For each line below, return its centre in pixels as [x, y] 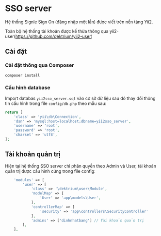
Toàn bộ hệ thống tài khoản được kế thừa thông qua [57, 31]
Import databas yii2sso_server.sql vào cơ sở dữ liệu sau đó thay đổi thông [80, 98]
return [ [14, 112]
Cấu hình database [28, 88]
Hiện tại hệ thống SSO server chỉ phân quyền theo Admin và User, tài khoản [81, 166]
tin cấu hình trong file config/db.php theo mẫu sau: [56, 103]
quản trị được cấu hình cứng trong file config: [50, 171]
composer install [23, 75]
